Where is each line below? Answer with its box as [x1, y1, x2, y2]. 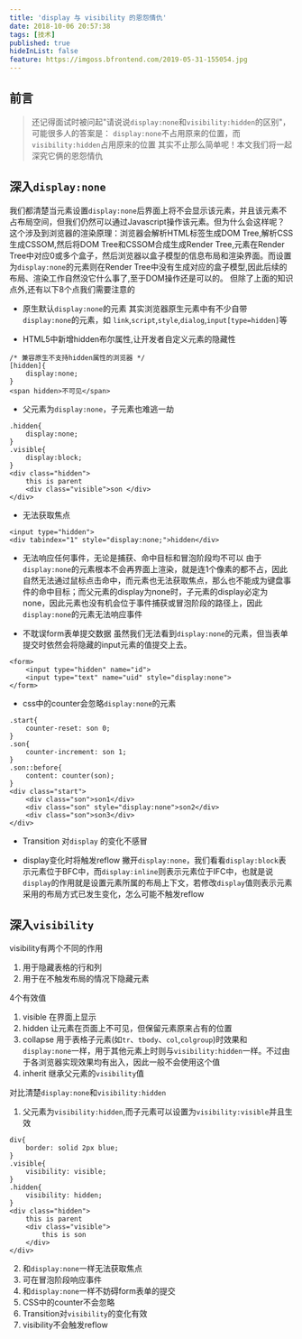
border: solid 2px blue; [25, 1143, 119, 1153]
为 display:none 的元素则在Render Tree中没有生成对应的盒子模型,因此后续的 [9, 261, 288, 272]
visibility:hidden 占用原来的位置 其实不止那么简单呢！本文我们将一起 [31, 139, 293, 150]
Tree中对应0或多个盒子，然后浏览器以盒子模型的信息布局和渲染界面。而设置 [9, 250, 292, 261]
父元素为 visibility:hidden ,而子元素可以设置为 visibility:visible [22, 1106, 270, 1117]
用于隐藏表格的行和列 [22, 962, 102, 973]
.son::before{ [9, 763, 63, 772]
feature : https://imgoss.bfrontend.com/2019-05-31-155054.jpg [9, 55, 248, 64]
